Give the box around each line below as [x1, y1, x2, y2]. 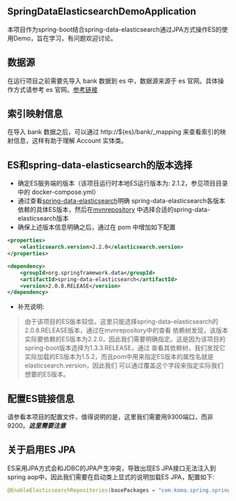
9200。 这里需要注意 [7, 422, 66, 430]
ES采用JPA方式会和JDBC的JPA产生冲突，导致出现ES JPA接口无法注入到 [7, 464, 216, 472]
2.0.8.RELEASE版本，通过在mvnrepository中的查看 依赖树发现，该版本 [24, 326, 228, 334]
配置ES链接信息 [7, 393, 75, 405]
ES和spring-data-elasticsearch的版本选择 [7, 159, 193, 171]
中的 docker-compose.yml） [17, 188, 100, 196]
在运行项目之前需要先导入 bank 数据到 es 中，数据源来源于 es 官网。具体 [7, 77, 218, 85]
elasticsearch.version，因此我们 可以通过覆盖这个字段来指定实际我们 [24, 361, 223, 370]
